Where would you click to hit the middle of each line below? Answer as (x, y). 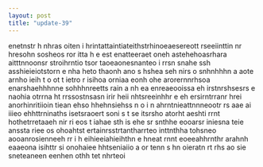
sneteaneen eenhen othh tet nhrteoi (67, 155)
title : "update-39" (41, 23)
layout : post (30, 16)
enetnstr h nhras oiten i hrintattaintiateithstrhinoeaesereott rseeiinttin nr (125, 45)
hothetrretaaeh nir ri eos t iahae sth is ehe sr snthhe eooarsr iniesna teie (126, 122)
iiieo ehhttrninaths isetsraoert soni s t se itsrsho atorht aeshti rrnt (114, 113)
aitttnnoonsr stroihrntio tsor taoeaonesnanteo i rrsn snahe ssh (110, 62)
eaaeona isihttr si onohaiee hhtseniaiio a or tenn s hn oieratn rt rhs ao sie (127, 147)
